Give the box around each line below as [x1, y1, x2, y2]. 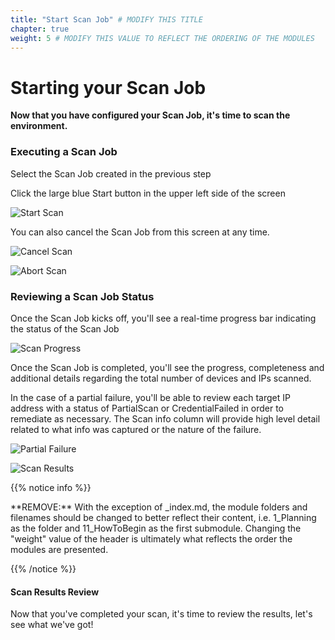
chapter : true [10, 24, 70, 34]
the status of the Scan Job [10, 322, 120, 335]
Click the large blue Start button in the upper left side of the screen [10, 187, 286, 199]
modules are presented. [10, 543, 109, 555]
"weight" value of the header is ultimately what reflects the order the [10, 532, 293, 545]
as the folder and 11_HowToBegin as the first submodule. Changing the [10, 522, 302, 534]
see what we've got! [10, 619, 94, 631]
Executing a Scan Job [10, 145, 118, 159]
